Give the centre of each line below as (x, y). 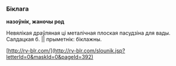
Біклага (18, 9)
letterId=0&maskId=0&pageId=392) (50, 57)
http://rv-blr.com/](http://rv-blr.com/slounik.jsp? (67, 51)
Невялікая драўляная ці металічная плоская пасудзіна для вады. (88, 33)
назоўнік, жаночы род (35, 22)
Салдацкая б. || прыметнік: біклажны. (54, 39)
